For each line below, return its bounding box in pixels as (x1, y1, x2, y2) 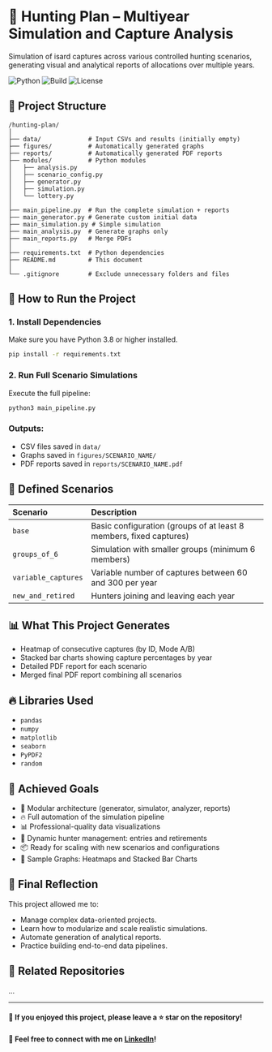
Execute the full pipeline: (8, 388, 91, 398)
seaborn (19, 743, 46, 751)
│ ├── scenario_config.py (8, 170, 104, 179)
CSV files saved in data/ (19, 442, 101, 451)
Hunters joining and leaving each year (91, 590, 235, 601)
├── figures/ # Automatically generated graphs (8, 142, 205, 150)
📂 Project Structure (8, 99, 107, 113)
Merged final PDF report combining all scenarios (19, 670, 182, 680)
